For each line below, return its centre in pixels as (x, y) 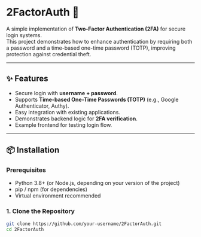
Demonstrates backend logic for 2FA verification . (76, 118)
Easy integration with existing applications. (68, 112)
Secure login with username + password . (66, 93)
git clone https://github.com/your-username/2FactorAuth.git (84, 224)
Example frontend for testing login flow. (63, 124)
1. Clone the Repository (40, 211)
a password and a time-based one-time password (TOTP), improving (91, 48)
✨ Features (27, 79)
